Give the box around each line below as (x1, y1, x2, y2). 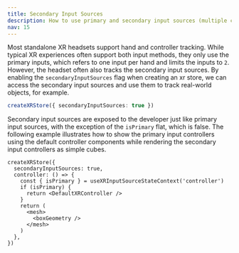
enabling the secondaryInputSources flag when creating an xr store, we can (7, 73, 227, 82)
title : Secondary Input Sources (7, 10, 103, 18)
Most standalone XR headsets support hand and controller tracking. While (7, 43, 224, 52)
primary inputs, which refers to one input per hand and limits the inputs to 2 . (7, 58, 230, 67)
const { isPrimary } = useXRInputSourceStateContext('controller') (20, 178, 224, 185)
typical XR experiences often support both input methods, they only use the (7, 50, 230, 59)
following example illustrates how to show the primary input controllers (7, 130, 215, 139)
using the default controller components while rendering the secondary (7, 138, 217, 146)
